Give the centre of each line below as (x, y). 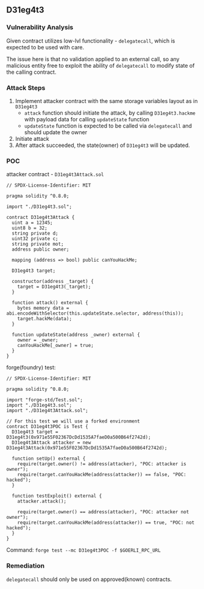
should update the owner (55, 132)
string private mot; (38, 244)
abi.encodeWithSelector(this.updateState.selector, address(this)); (95, 313)
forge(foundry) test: (31, 368)
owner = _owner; (38, 340)
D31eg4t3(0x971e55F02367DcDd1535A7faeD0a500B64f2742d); (79, 437)
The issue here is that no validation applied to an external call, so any (93, 59)
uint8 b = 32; (30, 228)
